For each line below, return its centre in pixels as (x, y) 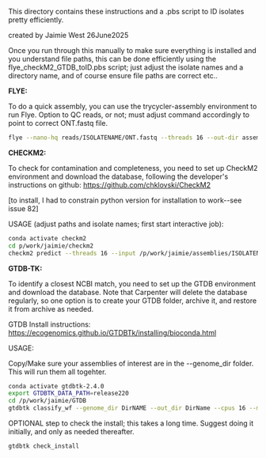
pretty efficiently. (36, 20)
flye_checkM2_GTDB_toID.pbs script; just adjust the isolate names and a (126, 67)
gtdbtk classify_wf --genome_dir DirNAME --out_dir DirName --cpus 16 (127, 408)
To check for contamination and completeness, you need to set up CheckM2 (133, 168)
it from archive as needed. (51, 308)
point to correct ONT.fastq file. (58, 123)
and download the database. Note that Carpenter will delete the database (128, 292)
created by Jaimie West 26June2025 (68, 35)
